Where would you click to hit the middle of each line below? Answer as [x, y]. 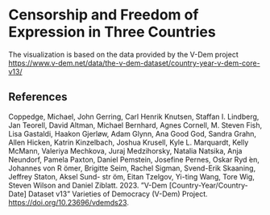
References [38, 97]
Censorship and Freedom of [104, 15]
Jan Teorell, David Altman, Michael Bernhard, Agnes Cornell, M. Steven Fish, [135, 125]
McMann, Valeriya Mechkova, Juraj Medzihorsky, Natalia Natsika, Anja [125, 150]
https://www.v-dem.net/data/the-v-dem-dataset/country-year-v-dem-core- [134, 63]
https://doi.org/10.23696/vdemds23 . [69, 202]
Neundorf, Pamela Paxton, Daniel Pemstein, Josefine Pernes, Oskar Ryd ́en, [134, 159]
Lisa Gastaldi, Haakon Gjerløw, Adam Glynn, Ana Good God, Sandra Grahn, [132, 133]
